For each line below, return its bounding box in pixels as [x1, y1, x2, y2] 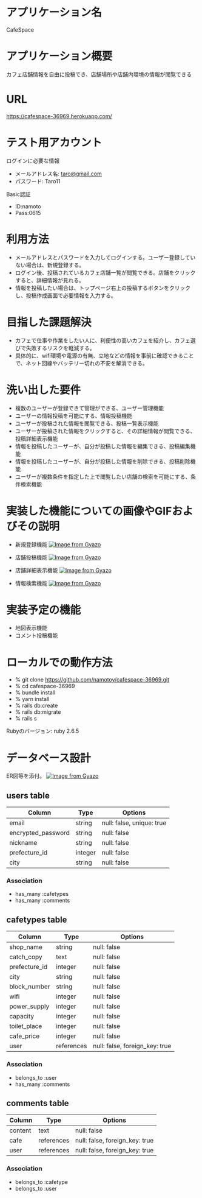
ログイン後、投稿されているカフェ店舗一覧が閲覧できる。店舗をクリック [15, 269, 196, 276]
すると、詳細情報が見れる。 [15, 277, 85, 284]
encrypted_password [9, 829, 70, 837]
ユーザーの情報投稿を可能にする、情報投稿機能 [15, 412, 132, 419]
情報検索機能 [15, 579, 47, 587]
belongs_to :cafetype [15, 1178, 69, 1185]
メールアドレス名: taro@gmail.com [15, 170, 102, 177]
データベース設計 [6, 751, 91, 765]
